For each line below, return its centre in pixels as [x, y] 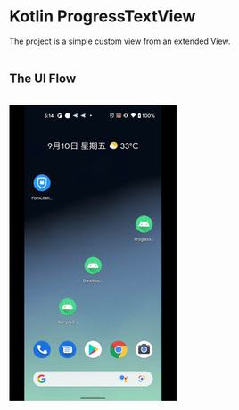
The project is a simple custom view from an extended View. [120, 41]
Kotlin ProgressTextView [103, 17]
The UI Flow [43, 79]
